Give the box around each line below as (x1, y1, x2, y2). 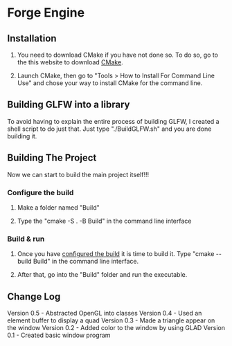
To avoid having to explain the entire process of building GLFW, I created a (7, 117, 220, 125)
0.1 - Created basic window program (7, 331, 111, 340)
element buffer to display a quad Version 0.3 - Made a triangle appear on (7, 316, 215, 325)
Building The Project (7, 152, 97, 164)
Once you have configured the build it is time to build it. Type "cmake (17, 250, 215, 258)
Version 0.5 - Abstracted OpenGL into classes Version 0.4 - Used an (7, 309, 202, 318)
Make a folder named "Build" (17, 203, 100, 212)
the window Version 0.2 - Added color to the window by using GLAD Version (7, 324, 225, 332)
